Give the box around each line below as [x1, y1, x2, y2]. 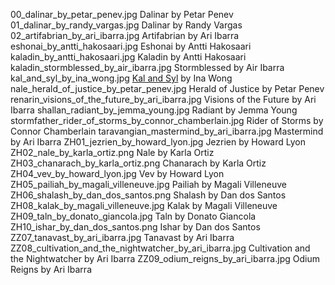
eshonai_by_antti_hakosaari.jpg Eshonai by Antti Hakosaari [10, 40, 252, 52]
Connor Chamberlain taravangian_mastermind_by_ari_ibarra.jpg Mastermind [10, 125, 324, 137]
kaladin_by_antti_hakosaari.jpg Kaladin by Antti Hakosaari [10, 51, 247, 63]
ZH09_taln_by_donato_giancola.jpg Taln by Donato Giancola [10, 210, 257, 222]
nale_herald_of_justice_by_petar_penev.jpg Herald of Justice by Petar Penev [10, 83, 325, 94]
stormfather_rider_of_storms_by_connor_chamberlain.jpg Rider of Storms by [10, 115, 324, 126]
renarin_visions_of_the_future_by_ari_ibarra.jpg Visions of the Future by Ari [10, 94, 317, 105]
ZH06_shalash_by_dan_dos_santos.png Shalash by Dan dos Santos [10, 189, 287, 201]
